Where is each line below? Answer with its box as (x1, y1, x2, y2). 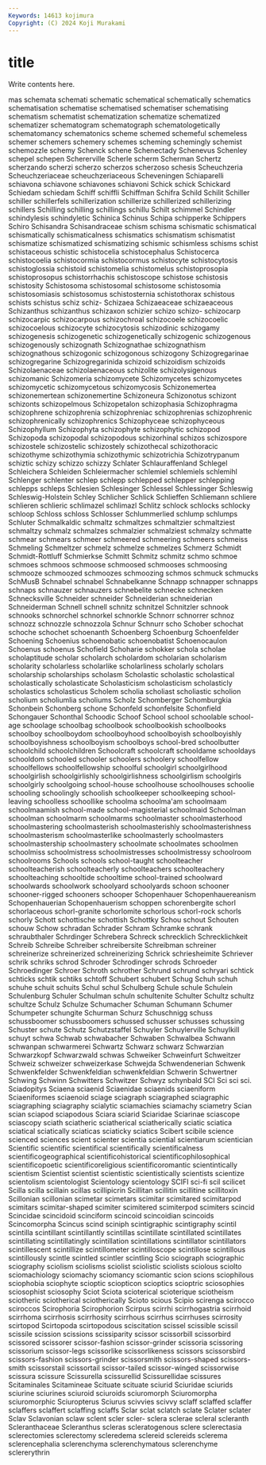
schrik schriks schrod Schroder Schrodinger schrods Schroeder (8, 957, 218, 967)
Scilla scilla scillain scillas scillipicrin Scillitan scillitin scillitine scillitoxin (8, 1186, 238, 1195)
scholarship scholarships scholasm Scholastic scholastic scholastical (8, 670, 235, 680)
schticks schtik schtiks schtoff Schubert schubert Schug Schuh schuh (8, 974, 238, 984)
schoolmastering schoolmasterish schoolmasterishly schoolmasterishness (8, 822, 252, 832)
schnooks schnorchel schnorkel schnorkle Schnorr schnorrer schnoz (8, 610, 235, 621)
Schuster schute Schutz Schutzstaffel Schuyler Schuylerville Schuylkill (8, 1025, 240, 1034)
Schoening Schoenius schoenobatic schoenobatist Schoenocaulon (8, 636, 228, 645)
